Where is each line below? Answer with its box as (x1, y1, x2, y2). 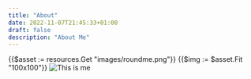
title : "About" (8, 11, 58, 20)
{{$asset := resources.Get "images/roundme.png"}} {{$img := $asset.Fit (8, 55, 243, 64)
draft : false (8, 26, 51, 34)
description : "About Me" (8, 33, 90, 41)
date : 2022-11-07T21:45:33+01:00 (8, 19, 118, 27)
